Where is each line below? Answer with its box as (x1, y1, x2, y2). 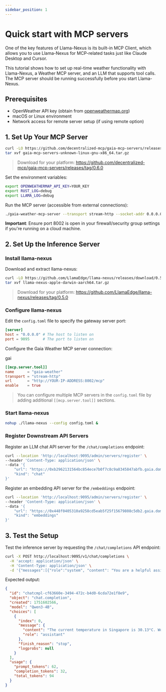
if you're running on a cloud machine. (5, 226, 82, 232)
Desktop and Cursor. (5, 55, 47, 61)
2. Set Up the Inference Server (5, 240, 100, 248)
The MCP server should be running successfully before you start (5, 75, 137, 81)
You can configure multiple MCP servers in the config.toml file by (17, 392, 152, 398)
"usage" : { (9, 660, 32, 665)
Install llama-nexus (5, 255, 52, 262)
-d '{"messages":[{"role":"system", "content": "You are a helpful (9, 568, 152, 573)
